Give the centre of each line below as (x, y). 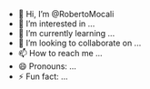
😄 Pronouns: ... (47, 66)
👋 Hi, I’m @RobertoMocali (66, 14)
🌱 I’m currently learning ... (66, 33)
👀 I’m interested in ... (56, 24)
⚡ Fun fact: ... (43, 76)
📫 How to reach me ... (60, 53)
